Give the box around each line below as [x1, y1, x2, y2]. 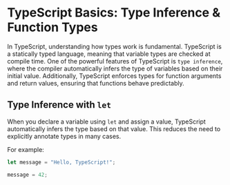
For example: [7, 145, 45, 153]
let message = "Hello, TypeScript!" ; [7, 159, 116, 166]
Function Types [7, 19, 98, 35]
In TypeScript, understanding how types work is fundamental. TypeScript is [7, 42, 222, 50]
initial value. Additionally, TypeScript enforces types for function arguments [7, 71, 222, 80]
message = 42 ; [7, 171, 48, 178]
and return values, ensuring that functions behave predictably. [7, 79, 184, 87]
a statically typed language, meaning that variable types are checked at [7, 50, 211, 58]
